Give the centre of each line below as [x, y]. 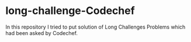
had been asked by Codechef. [42, 33]
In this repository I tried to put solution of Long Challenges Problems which [95, 27]
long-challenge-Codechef [70, 11]
